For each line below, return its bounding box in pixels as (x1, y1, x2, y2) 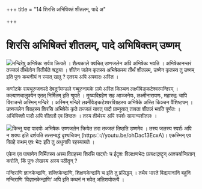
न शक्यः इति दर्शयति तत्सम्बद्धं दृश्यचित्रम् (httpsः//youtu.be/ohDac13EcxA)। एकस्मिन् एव (6, 131, 191, 139)
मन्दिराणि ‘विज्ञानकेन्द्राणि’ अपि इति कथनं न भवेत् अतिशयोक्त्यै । (6, 176, 124, 183)
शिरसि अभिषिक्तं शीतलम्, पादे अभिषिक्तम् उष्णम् (6, 39, 180, 52)
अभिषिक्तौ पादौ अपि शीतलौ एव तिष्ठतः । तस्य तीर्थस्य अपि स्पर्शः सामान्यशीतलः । (6, 112, 158, 119)
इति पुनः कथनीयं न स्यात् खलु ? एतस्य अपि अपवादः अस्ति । (6, 73, 119, 80)
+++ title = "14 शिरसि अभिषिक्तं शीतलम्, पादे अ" (6, 6, 106, 13)
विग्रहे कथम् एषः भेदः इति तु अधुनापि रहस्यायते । (6, 138, 95, 145)
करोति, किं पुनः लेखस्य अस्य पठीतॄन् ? (6, 157, 78, 164)
